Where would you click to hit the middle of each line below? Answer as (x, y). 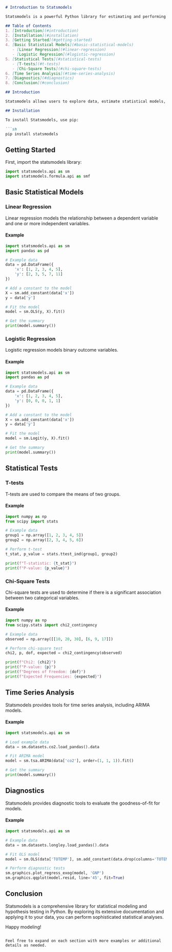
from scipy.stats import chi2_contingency (51, 625)
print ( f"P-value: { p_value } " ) (38, 568)
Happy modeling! (23, 927)
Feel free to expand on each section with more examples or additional (83, 941)
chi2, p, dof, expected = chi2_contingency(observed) (64, 653)
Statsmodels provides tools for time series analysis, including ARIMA (78, 705)
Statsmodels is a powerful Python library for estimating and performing (86, 16)
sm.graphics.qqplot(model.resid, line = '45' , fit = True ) (65, 878)
